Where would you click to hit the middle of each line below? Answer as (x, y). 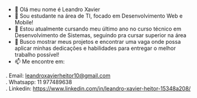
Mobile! (24, 22)
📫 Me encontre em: (40, 61)
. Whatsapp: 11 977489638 (39, 82)
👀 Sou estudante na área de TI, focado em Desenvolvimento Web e (98, 16)
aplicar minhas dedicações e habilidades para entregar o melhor (95, 48)
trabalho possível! (37, 54)
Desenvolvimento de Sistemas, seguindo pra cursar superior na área (100, 35)
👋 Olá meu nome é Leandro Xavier (57, 9)
